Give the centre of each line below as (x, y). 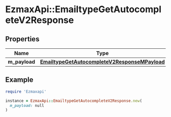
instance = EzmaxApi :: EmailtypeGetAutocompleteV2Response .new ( (74, 101)
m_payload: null (27, 105)
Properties (22, 39)
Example (19, 80)
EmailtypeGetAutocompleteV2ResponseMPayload (103, 62)
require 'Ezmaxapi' (26, 92)
